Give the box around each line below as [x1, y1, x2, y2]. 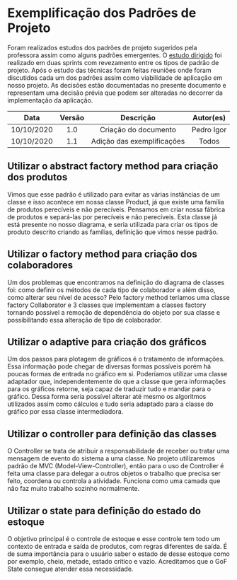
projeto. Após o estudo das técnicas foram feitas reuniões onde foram [7, 66, 212, 74]
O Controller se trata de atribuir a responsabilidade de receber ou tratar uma [7, 447, 230, 456]
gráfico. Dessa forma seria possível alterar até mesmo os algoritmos [7, 393, 207, 401]
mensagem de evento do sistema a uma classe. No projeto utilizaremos [7, 454, 216, 463]
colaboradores [7, 260, 74, 272]
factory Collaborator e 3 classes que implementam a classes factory [7, 301, 207, 309]
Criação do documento [100, 124, 177, 134]
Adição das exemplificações [91, 136, 185, 146]
